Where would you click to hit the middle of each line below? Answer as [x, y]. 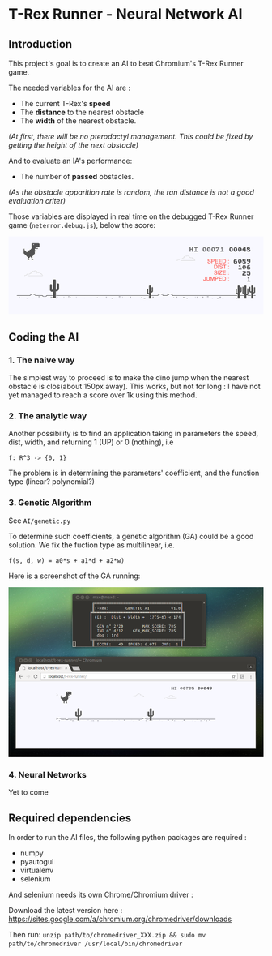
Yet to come [28, 792]
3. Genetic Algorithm [50, 503]
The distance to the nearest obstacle [82, 112]
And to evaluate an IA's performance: [70, 161]
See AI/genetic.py [40, 521]
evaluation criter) [37, 201]
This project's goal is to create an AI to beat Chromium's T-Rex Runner [126, 63]
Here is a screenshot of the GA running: [74, 576]
